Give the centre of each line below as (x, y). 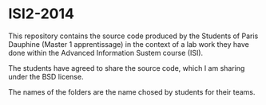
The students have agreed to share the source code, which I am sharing (127, 68)
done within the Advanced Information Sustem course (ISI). (106, 52)
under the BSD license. (46, 76)
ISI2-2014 (41, 14)
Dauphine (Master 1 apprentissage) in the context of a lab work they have (129, 44)
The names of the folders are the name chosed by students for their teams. (132, 91)
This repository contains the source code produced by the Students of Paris (133, 36)
